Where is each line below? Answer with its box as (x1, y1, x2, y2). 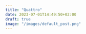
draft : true (5, 16, 31, 21)
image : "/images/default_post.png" (5, 21, 81, 26)
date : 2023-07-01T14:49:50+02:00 (5, 12, 77, 17)
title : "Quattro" (5, 7, 42, 12)
